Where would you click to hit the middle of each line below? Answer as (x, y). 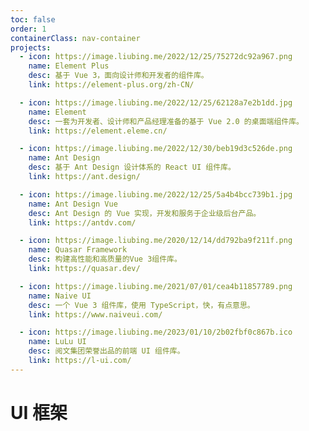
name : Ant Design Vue (73, 204)
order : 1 (28, 29)
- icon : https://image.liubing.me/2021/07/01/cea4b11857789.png (156, 286)
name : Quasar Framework (78, 250)
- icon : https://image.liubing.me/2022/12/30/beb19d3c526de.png (156, 149)
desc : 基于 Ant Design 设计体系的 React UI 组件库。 (132, 167)
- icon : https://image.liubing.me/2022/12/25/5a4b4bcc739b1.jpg (156, 194)
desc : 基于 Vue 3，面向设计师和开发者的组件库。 (118, 76)
